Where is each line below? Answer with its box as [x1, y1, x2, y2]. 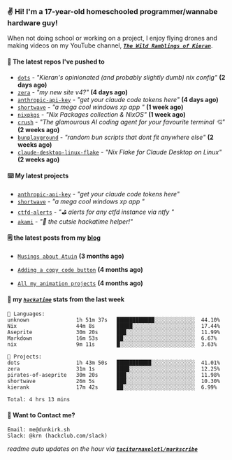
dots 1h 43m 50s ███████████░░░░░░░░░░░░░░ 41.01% [7, 359, 220, 366]
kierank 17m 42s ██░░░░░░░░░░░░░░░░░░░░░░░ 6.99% [7, 384, 217, 391]
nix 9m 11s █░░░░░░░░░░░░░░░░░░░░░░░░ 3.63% [7, 341, 217, 348]
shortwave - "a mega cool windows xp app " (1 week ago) [17, 103, 184, 111]
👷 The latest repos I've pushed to [7, 57, 105, 66]
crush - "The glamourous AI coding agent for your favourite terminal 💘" [17, 117, 226, 126]
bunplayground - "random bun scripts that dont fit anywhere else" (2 [17, 133, 215, 141]
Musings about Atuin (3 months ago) [17, 252, 124, 260]
